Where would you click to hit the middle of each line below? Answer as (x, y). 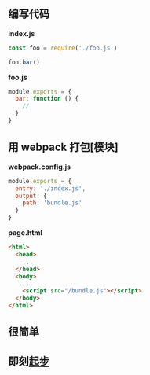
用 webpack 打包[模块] (64, 147)
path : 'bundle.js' (52, 203)
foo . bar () (24, 62)
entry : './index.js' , (51, 188)
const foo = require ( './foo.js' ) (63, 48)
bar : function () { (47, 99)
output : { (31, 196)
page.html (26, 233)
